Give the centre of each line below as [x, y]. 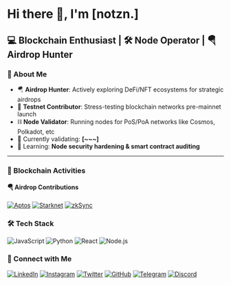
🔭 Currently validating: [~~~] [58, 139]
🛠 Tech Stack [31, 223]
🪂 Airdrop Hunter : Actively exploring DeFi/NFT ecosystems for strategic [120, 89]
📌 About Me [27, 74]
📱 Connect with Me [40, 259]
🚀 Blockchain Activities [46, 170]
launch [26, 114]
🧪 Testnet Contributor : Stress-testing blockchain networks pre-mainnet [119, 107]
